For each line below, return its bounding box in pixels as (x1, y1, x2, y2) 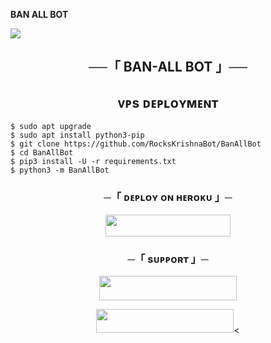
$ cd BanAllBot (10, 148, 74, 158)
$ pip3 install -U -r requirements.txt (10, 157, 177, 167)
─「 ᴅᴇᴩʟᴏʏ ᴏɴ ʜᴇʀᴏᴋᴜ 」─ (103, 190, 233, 204)
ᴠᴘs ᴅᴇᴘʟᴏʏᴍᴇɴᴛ (117, 94, 219, 111)
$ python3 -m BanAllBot (10, 165, 110, 176)
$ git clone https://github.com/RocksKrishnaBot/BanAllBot (10, 139, 262, 149)
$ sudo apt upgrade (10, 122, 92, 132)
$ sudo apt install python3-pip (10, 130, 145, 141)
